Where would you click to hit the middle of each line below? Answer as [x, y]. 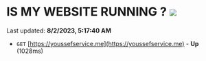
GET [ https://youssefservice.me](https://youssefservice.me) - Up [107, 43]
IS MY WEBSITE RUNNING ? [87, 12]
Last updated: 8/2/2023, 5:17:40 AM [59, 30]
